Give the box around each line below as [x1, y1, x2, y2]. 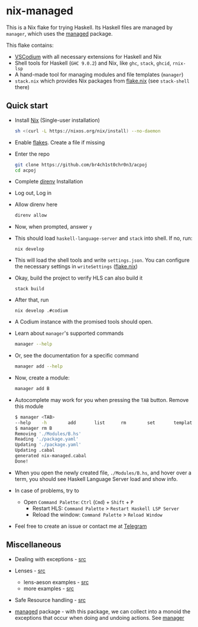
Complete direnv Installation [14, 178, 83, 185]
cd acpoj [14, 167, 37, 173]
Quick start [6, 101, 48, 111]
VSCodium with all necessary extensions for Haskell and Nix [14, 53, 162, 60]
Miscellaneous [6, 540, 61, 550]
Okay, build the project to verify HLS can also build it [14, 274, 143, 281]
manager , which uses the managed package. [6, 30, 113, 37]
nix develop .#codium [14, 308, 68, 314]
